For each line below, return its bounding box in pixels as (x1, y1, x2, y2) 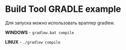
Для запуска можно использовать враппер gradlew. (5, 20, 115, 26)
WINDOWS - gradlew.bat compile (5, 29, 74, 35)
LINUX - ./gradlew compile (5, 39, 61, 45)
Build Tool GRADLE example (5, 3, 122, 15)
